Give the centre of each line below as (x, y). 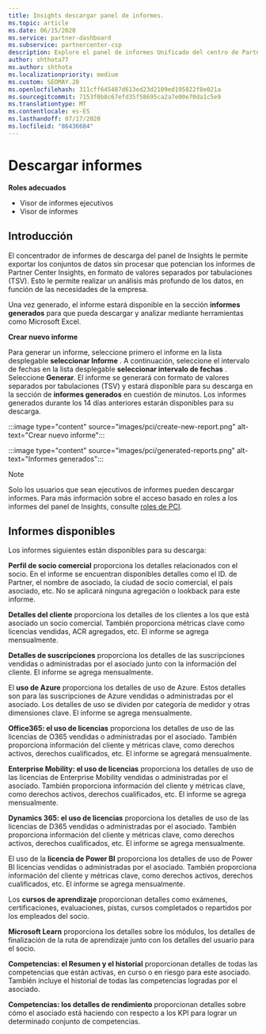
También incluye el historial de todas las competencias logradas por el (123, 981)
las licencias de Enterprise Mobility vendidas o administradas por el (118, 778)
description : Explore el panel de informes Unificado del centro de (123, 52)
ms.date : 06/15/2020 (42, 30)
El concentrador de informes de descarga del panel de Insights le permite (128, 256)
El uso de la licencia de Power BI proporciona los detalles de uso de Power (131, 859)
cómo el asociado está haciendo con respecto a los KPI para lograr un (123, 1013)
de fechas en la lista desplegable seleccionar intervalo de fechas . (118, 369)
